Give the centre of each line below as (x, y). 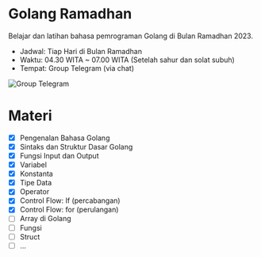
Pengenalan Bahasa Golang (65, 138)
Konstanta (36, 174)
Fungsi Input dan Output (59, 156)
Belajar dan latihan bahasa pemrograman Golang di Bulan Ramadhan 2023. (131, 36)
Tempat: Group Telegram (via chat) (77, 68)
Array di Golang (45, 219)
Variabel (33, 165)
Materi (31, 116)
